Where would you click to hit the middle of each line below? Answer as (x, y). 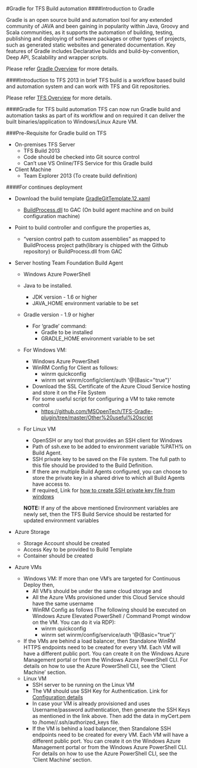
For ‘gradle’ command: (59, 326)
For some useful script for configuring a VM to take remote (103, 399)
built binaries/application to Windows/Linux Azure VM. (72, 122)
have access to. (51, 484)
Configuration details (58, 697)
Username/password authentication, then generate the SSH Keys (111, 710)
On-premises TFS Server (45, 144)
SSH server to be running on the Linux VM (83, 685)
